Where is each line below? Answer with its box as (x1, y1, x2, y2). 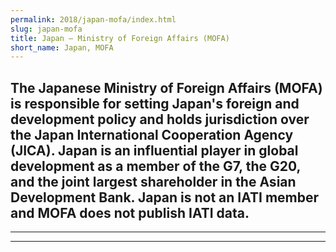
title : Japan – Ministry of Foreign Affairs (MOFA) (10, 33, 230, 43)
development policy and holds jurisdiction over (10, 111, 310, 128)
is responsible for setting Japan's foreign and (10, 95, 300, 112)
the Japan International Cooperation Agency (10, 126, 294, 143)
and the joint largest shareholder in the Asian (10, 173, 297, 190)
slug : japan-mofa (10, 24, 83, 34)
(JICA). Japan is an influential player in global (10, 142, 299, 159)
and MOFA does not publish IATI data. (10, 204, 250, 221)
